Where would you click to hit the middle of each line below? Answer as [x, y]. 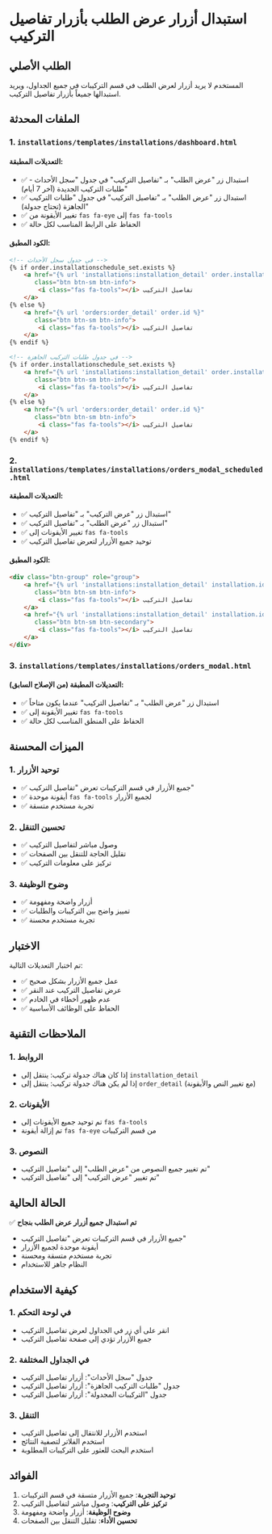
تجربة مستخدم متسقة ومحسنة [66, 1256]
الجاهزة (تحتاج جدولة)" [55, 206]
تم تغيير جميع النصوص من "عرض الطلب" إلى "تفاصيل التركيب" [115, 1169]
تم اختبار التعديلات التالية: [46, 965]
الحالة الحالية [37, 1202]
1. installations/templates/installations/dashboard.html [123, 142]
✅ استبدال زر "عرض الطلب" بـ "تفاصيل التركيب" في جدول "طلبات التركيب [134, 197]
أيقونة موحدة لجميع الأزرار [60, 1247]
